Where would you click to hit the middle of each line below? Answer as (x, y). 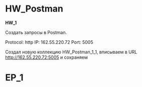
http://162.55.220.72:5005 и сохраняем (46, 57)
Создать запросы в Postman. (36, 32)
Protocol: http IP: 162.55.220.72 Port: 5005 (49, 42)
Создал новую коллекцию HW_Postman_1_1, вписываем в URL (71, 52)
